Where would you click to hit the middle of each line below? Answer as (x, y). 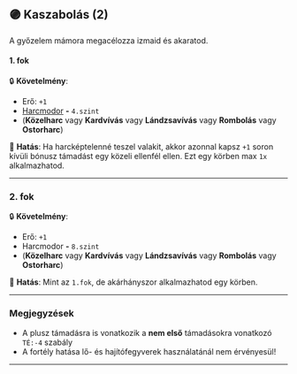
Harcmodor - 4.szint (61, 111)
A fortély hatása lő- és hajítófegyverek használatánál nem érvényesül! (149, 351)
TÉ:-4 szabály (47, 342)
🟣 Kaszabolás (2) (59, 15)
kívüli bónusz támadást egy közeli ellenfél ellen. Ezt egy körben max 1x (138, 156)
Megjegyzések (42, 314)
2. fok (22, 196)
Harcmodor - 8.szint (61, 247)
